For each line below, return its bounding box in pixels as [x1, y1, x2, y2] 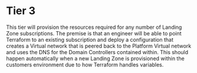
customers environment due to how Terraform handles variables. [6, 61, 164, 68]
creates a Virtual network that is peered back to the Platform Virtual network [6, 42, 192, 49]
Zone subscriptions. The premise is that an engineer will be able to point [6, 29, 182, 36]
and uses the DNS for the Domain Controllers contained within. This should [6, 48, 189, 55]
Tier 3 [6, 4, 36, 18]
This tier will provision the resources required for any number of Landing [6, 24, 182, 31]
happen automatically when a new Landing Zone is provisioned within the [6, 55, 185, 62]
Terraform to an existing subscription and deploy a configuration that [6, 36, 174, 43]
